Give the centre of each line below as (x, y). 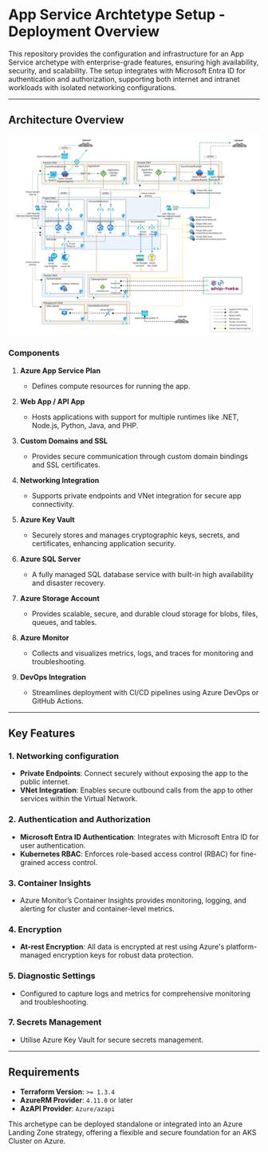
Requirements (44, 1073)
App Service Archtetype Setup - (117, 15)
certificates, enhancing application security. (104, 543)
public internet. (45, 782)
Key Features (42, 734)
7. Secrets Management (55, 1022)
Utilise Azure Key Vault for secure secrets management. (112, 1040)
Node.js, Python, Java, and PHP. (85, 425)
